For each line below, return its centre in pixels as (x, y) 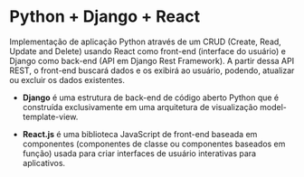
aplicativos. (44, 163)
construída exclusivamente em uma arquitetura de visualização (140, 107)
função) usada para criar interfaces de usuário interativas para (139, 153)
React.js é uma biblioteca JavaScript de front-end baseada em (140, 134)
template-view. (50, 116)
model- (273, 107)
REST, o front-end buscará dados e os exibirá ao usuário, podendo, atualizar (152, 70)
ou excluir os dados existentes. (67, 79)
